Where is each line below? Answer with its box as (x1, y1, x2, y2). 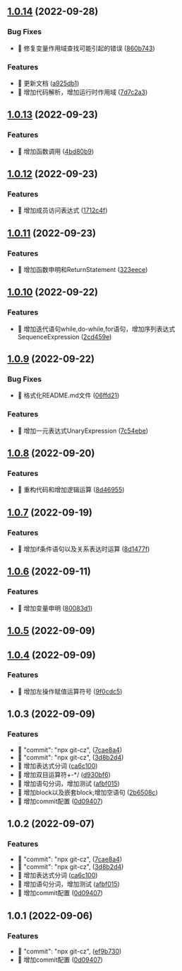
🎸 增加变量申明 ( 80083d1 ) (17, 603, 93, 612)
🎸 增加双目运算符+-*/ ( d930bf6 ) (17, 770, 111, 778)
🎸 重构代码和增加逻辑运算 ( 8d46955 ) (17, 485, 125, 494)
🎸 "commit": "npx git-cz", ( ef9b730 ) (17, 947, 122, 955)
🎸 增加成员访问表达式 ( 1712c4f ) (17, 206, 108, 215)
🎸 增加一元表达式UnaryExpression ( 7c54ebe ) (17, 426, 149, 435)
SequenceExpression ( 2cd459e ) (17, 332, 112, 341)
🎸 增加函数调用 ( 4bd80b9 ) (17, 147, 95, 155)
